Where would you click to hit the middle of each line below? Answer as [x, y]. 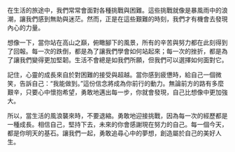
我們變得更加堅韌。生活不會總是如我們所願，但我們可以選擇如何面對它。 [123, 60]
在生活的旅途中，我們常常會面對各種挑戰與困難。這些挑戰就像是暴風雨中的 [114, 10]
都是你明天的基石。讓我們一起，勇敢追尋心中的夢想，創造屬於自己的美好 [111, 133]
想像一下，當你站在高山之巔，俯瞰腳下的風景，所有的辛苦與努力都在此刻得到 [117, 43]
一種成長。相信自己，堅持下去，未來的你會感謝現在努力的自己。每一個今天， [117, 124]
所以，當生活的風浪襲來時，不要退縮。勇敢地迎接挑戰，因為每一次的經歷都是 [117, 116]
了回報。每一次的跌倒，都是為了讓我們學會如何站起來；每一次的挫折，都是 [114, 51]
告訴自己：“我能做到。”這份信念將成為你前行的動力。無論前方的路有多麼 [122, 83]
